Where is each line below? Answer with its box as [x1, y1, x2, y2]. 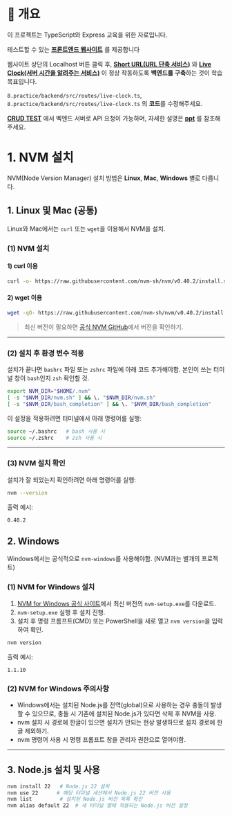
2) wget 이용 [7, 294, 43, 302]
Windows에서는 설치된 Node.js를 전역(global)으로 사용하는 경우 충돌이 [17, 700, 209, 709]
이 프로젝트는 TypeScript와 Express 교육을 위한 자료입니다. [7, 30, 168, 39]
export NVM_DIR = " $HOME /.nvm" [7, 388, 91, 395]
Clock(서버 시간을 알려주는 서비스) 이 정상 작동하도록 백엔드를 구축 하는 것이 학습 [7, 69, 223, 77]
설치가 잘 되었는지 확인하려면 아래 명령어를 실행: [7, 475, 137, 484]
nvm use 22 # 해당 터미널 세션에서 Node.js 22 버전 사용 [7, 789, 171, 797]
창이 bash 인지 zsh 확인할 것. [14, 374, 90, 382]
